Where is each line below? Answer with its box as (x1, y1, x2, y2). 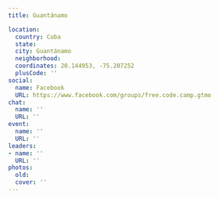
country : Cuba (15, 33, 61, 41)
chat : (8, 99, 26, 106)
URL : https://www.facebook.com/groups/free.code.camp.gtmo (15, 91, 212, 99)
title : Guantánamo (8, 11, 68, 20)
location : (8, 25, 41, 34)
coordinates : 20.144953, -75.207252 (15, 62, 135, 70)
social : (8, 76, 34, 85)
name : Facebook (15, 84, 65, 92)
